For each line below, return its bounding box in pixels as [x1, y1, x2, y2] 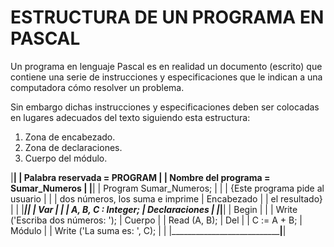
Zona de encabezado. [24, 131, 116, 143]
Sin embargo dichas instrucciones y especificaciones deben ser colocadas [10, 101, 320, 113]
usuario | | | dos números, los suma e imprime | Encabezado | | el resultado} [10, 192, 323, 205]
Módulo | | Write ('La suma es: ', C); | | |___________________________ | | [10, 224, 287, 236]
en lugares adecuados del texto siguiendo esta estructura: [10, 111, 251, 123]
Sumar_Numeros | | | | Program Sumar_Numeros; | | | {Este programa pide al [10, 182, 325, 194]
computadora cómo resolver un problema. [10, 81, 185, 93]
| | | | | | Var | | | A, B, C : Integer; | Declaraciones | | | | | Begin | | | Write [10, 203, 298, 215]
